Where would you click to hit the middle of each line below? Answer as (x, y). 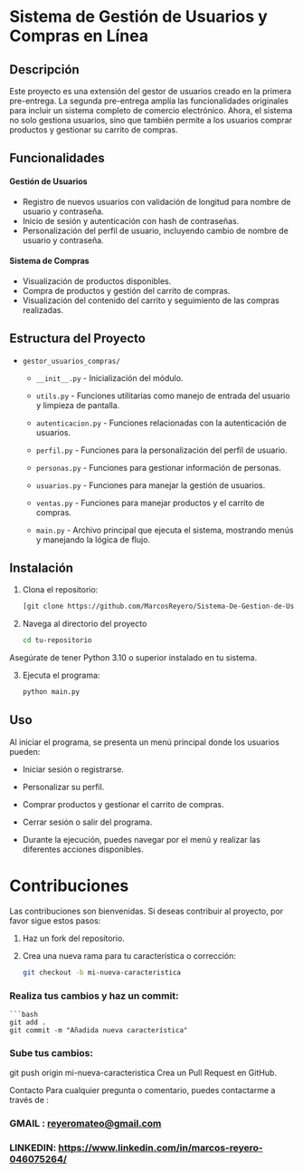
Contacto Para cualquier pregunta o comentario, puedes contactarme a (142, 1090)
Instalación (42, 568)
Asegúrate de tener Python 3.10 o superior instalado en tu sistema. (133, 658)
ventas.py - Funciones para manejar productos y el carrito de (150, 503)
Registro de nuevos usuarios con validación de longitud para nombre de (156, 201)
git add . (28, 1022)
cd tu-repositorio (57, 640)
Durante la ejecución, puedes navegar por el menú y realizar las (141, 839)
